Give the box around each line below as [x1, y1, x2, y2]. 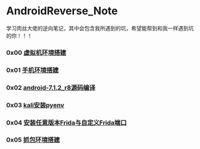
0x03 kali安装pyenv [6, 101, 64, 109]
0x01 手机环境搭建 [6, 66, 59, 74]
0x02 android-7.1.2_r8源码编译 [6, 83, 96, 92]
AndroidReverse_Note [6, 4, 118, 18]
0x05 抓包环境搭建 [6, 136, 60, 144]
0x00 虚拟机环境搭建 [6, 48, 67, 57]
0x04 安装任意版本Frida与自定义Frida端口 [6, 118, 127, 126]
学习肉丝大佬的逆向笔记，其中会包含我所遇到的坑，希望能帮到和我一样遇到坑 [6, 24, 194, 32]
